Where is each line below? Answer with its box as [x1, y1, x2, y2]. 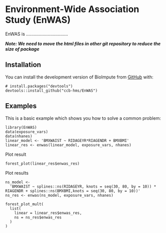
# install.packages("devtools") [5, 84, 73, 89]
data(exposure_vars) [5, 129, 49, 134]
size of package [5, 46, 40, 52]
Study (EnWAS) [5, 14, 71, 26]
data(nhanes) [5, 133, 33, 139]
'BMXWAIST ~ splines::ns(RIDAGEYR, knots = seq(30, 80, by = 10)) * [10, 184, 156, 189]
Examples [5, 102, 37, 110]
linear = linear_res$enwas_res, [14, 210, 82, 215]
